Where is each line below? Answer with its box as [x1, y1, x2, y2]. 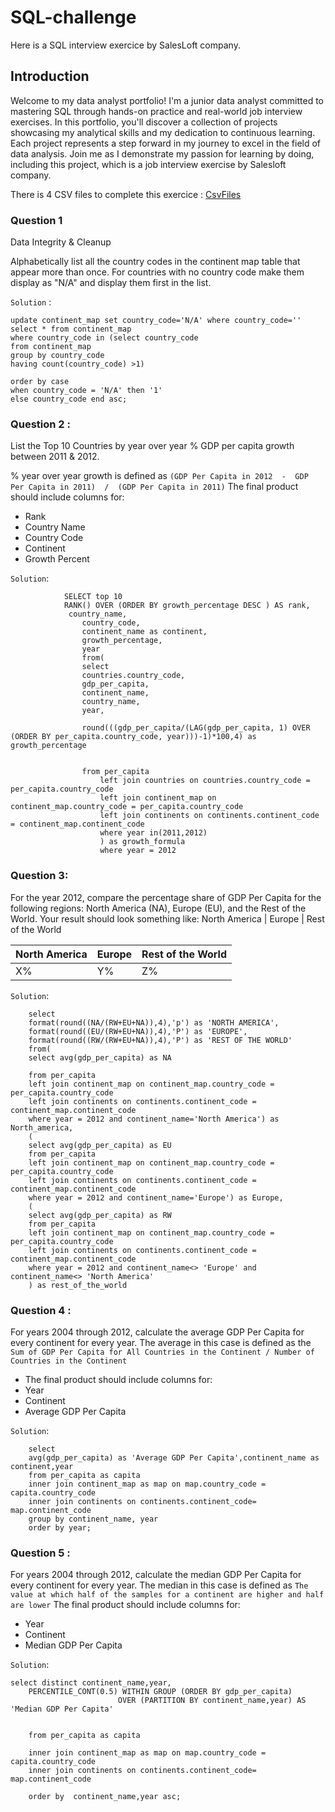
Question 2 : [10, 417, 71, 431]
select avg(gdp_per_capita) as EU [28, 1140, 172, 1150]
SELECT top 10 [63, 592, 123, 602]
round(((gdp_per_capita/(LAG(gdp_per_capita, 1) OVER [81, 723, 311, 733]
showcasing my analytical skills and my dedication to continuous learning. [10, 126, 316, 138]
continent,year [10, 1461, 74, 1471]
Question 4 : [10, 1303, 72, 1317]
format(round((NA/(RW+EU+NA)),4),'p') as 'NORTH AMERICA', [28, 1017, 280, 1028]
